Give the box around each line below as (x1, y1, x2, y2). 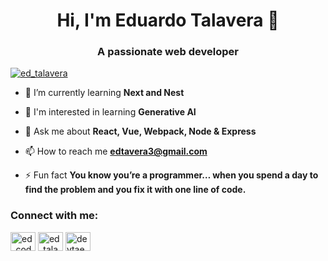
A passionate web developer (97, 45, 239, 59)
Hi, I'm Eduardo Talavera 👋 (56, 9, 280, 32)
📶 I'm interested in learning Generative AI (24, 106, 197, 118)
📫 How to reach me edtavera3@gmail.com (24, 145, 208, 158)
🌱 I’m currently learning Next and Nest (24, 87, 185, 99)
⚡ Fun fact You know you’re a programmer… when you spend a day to (24, 169, 319, 181)
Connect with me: (10, 209, 99, 223)
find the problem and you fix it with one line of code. (24, 184, 247, 196)
